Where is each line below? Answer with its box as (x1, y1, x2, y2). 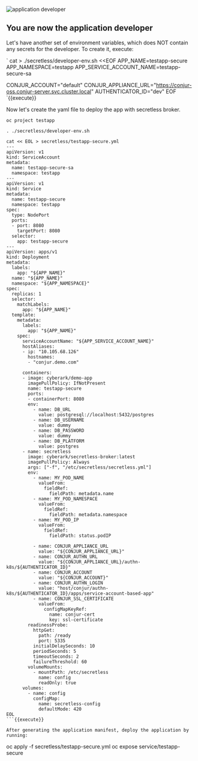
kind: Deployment (6, 254, 50, 260)
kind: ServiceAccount (6, 154, 61, 160)
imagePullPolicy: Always (28, 459, 90, 465)
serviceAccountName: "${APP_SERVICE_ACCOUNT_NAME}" (22, 338, 154, 344)
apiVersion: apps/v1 (6, 249, 58, 255)
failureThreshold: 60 (32, 658, 87, 665)
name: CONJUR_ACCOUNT (38, 569, 93, 575)
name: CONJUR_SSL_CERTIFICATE (38, 595, 114, 602)
